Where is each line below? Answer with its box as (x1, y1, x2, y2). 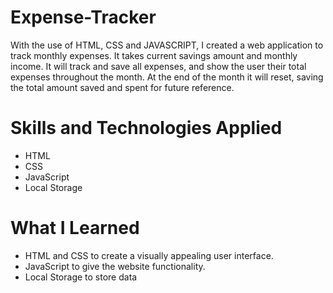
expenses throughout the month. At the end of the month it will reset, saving (10, 71, 324, 83)
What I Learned (10, 217, 140, 240)
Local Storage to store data (24, 271, 138, 283)
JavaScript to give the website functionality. (24, 260, 206, 272)
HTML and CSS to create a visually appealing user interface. (24, 249, 274, 261)
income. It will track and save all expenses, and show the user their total (10, 60, 307, 72)
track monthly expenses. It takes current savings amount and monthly (10, 49, 298, 61)
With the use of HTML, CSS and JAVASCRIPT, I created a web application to (10, 39, 324, 51)
